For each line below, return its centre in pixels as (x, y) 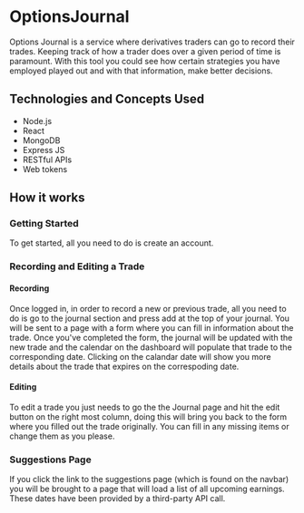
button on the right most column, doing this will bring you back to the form (148, 416)
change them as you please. (62, 436)
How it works (47, 198)
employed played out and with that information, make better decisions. (142, 71)
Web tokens (45, 169)
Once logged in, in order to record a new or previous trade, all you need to (148, 308)
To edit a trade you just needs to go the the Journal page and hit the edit (145, 407)
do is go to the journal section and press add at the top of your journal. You (150, 318)
